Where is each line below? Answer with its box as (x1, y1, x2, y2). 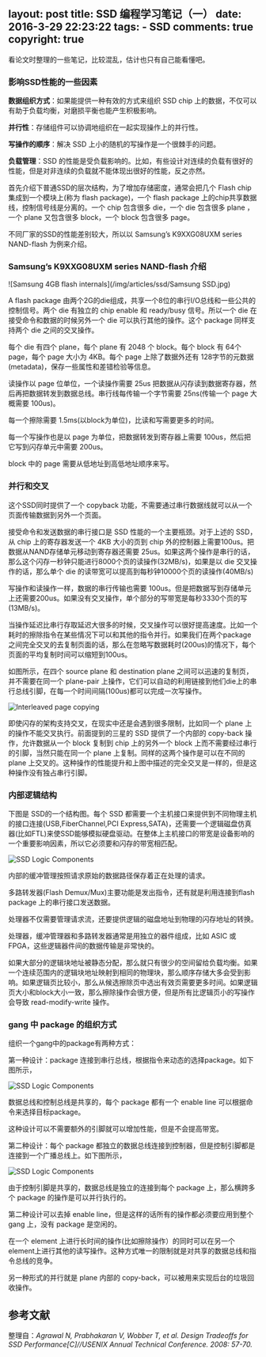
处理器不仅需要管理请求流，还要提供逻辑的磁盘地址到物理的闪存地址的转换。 (8, 915, 258, 923)
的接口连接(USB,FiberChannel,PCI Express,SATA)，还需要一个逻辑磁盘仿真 (8, 819, 252, 828)
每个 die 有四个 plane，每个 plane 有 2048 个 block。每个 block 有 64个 (8, 343, 241, 352)
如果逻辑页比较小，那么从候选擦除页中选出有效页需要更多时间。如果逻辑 (21, 978, 258, 987)
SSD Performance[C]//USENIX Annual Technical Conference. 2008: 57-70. (8, 1340, 253, 1349)
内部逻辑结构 (8, 790, 58, 801)
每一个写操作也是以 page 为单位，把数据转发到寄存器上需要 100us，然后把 (8, 432, 252, 442)
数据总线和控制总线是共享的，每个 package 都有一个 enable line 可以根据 (8, 1097, 247, 1107)
